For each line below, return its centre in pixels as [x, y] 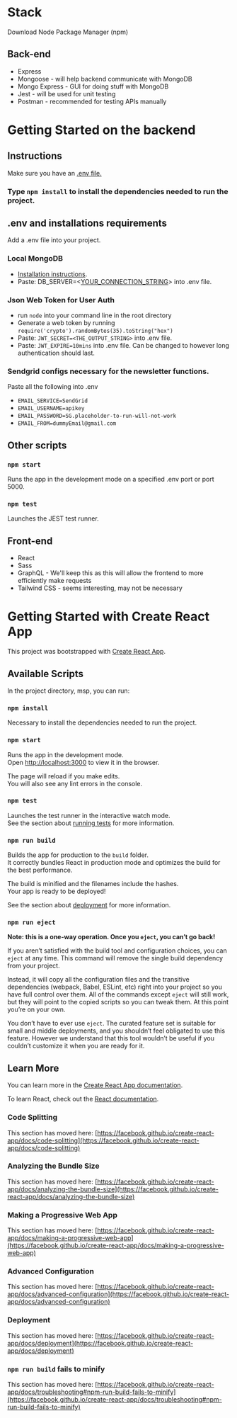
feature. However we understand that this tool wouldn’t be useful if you [111, 1038]
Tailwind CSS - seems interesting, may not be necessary [100, 588]
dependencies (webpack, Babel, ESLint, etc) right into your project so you [115, 987]
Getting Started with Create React [109, 617]
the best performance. [40, 870]
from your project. [34, 966]
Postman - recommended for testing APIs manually [92, 101]
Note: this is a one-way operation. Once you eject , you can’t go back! [111, 937]
